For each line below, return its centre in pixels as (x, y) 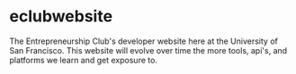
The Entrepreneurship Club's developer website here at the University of (144, 41)
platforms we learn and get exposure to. (83, 60)
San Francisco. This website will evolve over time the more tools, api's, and (148, 50)
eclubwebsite (61, 16)
